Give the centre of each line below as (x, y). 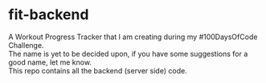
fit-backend (49, 15)
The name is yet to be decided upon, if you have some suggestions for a (128, 53)
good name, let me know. (50, 62)
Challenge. (26, 45)
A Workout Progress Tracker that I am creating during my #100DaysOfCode (133, 37)
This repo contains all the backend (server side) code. (98, 70)
